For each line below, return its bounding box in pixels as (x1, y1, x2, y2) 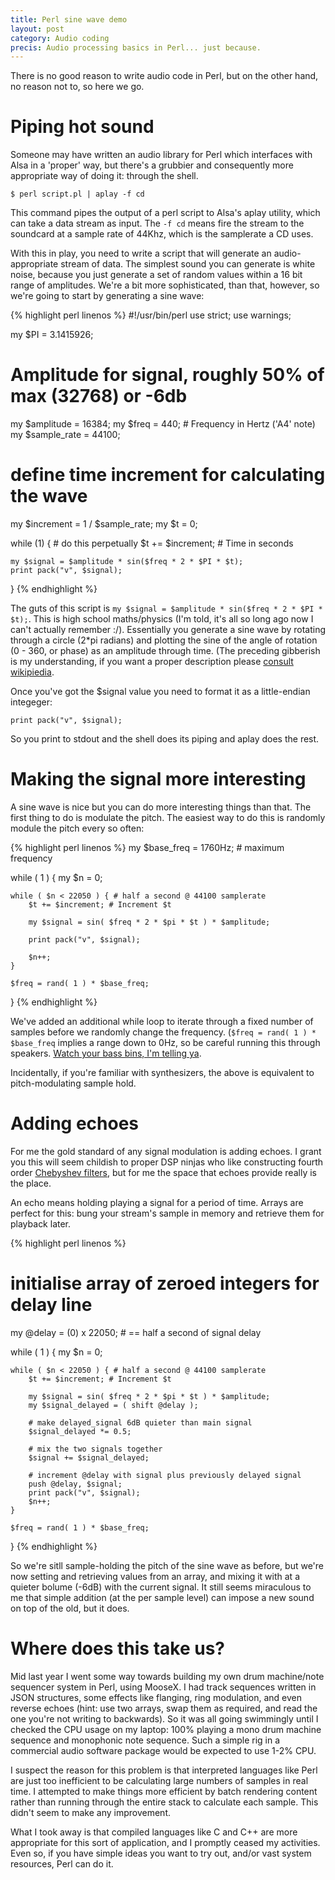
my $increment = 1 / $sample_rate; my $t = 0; (10, 518, 198, 530)
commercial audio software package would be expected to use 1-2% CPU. (10, 1744, 317, 1756)
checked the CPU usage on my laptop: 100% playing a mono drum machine (10, 1723, 322, 1735)
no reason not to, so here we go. (10, 81, 145, 93)
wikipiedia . (10, 666, 55, 678)
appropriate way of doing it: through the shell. (10, 170, 199, 182)
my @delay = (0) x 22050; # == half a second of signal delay (10, 1326, 262, 1338)
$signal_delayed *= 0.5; (28, 1426, 132, 1436)
